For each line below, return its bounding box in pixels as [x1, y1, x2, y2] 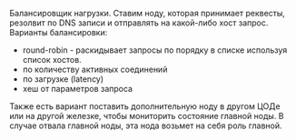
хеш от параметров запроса [22, 84, 133, 94]
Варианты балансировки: [9, 27, 108, 37]
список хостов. [22, 55, 82, 65]
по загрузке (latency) [22, 74, 104, 85]
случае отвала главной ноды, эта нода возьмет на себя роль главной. [9, 120, 283, 131]
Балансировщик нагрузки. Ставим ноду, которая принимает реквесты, [9, 8, 286, 18]
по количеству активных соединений [22, 64, 168, 75]
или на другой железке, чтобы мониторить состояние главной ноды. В [9, 111, 284, 121]
